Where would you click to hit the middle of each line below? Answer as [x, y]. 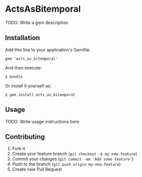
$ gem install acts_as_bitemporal [40, 95]
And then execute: [24, 67]
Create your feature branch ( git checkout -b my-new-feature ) [75, 154]
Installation [23, 38]
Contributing [25, 137]
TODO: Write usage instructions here [42, 121]
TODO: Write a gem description [37, 22]
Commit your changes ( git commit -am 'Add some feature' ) [73, 159]
